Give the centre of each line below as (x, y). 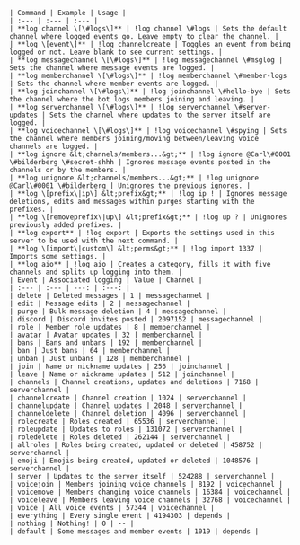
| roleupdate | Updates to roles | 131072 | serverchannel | (126, 429)
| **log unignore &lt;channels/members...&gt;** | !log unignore (134, 178)
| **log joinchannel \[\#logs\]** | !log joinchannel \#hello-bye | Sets (150, 92)
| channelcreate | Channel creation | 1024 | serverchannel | (128, 398)
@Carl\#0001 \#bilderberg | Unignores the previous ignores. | (130, 186)
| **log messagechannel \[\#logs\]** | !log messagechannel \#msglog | (146, 60)
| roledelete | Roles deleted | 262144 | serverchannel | (120, 437)
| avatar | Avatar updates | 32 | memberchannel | (106, 335)
